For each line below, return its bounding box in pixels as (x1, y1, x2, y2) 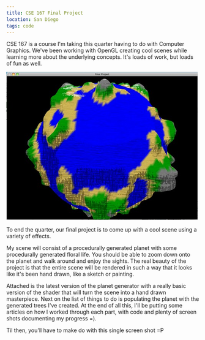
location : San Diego (6, 16, 59, 23)
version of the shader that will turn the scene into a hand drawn (6, 289, 166, 297)
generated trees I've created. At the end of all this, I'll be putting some (6, 302, 182, 309)
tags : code (6, 23, 34, 29)
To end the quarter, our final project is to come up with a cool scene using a (6, 226, 197, 233)
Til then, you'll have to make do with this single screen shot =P (6, 327, 164, 334)
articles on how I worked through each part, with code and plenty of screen (6, 308, 197, 315)
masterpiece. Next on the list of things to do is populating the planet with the (6, 295, 199, 303)
